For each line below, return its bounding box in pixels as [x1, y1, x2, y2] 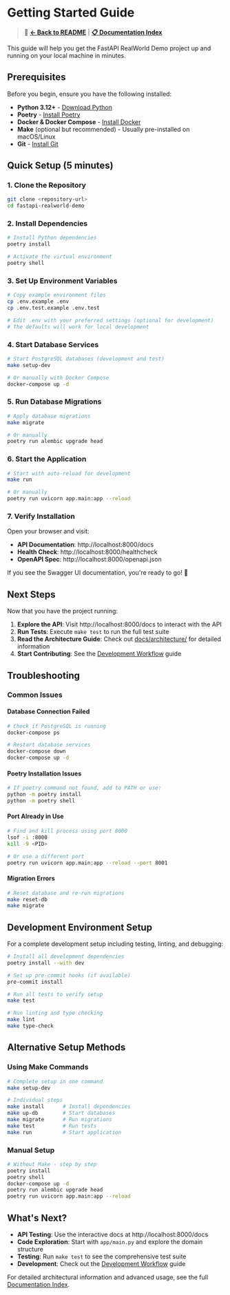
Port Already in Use [7, 812, 64, 820]
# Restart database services [7, 742, 91, 749]
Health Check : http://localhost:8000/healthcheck [17, 548, 158, 556]
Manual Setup [7, 1145, 55, 1155]
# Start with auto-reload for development [7, 470, 131, 477]
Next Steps [7, 589, 56, 600]
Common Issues [7, 690, 63, 700]
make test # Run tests [7, 1123, 97, 1129]
